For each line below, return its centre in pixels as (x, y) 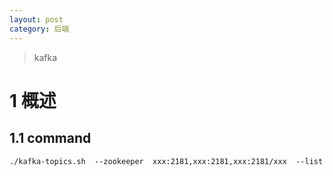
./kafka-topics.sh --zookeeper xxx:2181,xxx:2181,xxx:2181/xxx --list (166, 161)
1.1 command (50, 138)
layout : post (36, 19)
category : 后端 (39, 29)
